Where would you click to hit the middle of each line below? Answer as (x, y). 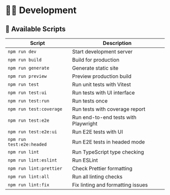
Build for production (96, 60)
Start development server (102, 52)
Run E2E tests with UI (97, 132)
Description (117, 43)
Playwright (85, 124)
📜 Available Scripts (35, 29)
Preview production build (102, 76)
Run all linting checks (97, 177)
